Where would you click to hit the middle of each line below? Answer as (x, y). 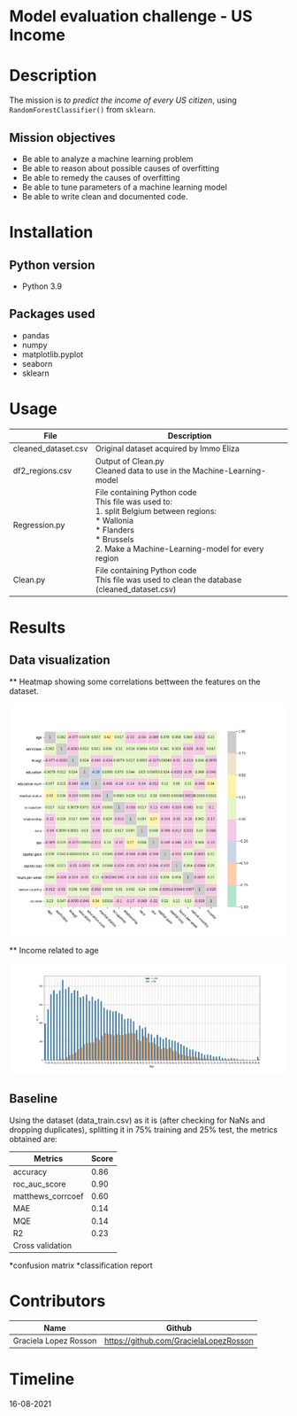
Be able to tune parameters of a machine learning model (125, 187)
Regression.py (39, 525)
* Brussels (115, 539)
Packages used (52, 314)
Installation (51, 233)
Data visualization (60, 661)
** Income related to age (54, 950)
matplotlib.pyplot (53, 354)
